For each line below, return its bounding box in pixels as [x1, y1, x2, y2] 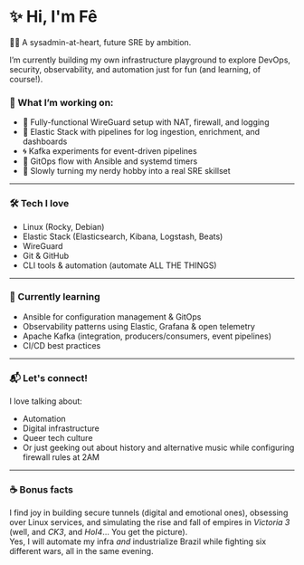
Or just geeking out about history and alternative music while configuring [22, 442, 295, 454]
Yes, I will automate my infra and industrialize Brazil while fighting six [9, 536, 267, 547]
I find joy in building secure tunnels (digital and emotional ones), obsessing [9, 507, 289, 518]
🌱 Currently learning [9, 291, 100, 303]
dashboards [22, 136, 68, 147]
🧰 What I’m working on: [9, 96, 114, 109]
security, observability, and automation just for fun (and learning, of [9, 63, 261, 74]
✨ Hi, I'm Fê [9, 6, 98, 27]
